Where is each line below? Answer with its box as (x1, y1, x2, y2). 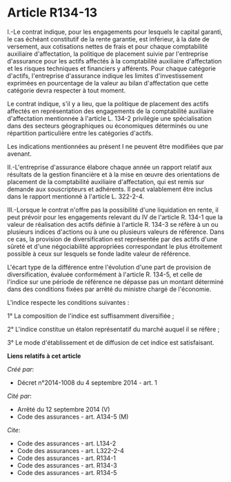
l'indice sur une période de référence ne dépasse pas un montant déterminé (7, 277, 224, 285)
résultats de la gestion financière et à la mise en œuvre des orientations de (7, 170, 220, 179)
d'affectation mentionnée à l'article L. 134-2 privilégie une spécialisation (7, 114, 212, 122)
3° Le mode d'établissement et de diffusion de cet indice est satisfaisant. (7, 338, 214, 346)
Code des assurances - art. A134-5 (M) (17, 412, 129, 421)
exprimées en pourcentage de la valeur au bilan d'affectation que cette (7, 79, 209, 87)
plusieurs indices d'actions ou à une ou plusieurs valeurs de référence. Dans (7, 228, 225, 236)
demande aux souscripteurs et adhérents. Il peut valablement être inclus (7, 185, 213, 193)
